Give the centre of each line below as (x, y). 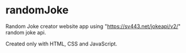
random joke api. (26, 32)
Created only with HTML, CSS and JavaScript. (62, 44)
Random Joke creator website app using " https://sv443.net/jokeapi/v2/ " (93, 26)
